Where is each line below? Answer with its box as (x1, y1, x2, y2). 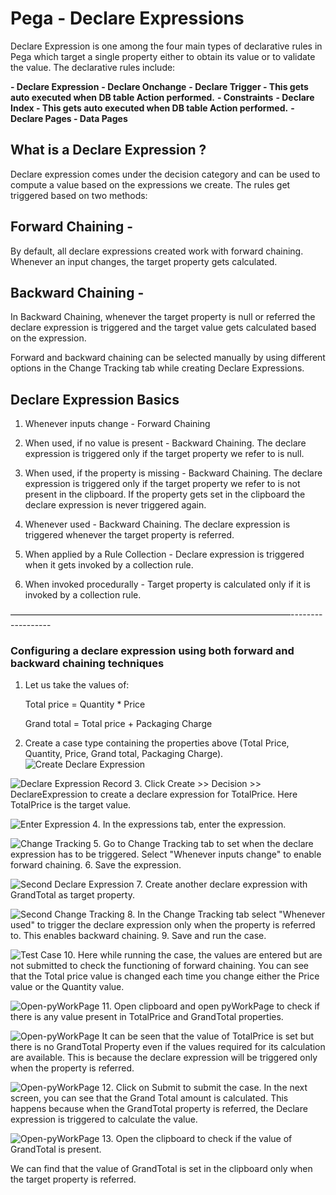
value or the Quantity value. (10, 981, 125, 993)
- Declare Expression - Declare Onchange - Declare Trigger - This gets (10, 80, 309, 92)
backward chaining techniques (10, 657, 165, 671)
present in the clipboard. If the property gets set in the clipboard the (24, 488, 306, 501)
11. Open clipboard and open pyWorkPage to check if (101, 1000, 321, 1012)
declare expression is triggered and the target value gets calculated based (10, 322, 317, 334)
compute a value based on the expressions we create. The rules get (10, 178, 291, 191)
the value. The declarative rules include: (10, 61, 176, 73)
